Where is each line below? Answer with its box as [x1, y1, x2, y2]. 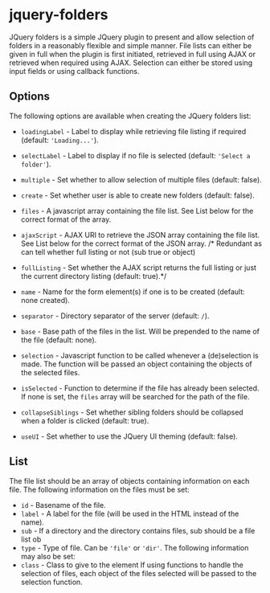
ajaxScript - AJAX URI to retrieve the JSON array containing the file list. [20, 230, 260, 239]
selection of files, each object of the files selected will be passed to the [20, 568, 257, 578]
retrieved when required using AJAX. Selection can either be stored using [9, 58, 253, 67]
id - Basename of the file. [20, 500, 107, 509]
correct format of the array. [20, 215, 112, 224]
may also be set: [20, 551, 76, 561]
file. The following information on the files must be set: [9, 485, 190, 494]
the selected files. [20, 367, 80, 377]
